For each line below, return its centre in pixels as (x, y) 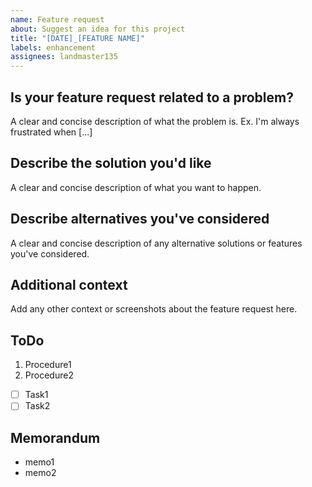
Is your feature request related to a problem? (152, 97)
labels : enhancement (53, 47)
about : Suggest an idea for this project (98, 29)
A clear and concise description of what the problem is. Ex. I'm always (155, 121)
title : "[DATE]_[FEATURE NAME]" (77, 38)
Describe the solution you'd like (111, 163)
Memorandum (55, 437)
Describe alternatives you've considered (140, 219)
